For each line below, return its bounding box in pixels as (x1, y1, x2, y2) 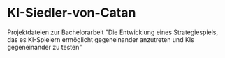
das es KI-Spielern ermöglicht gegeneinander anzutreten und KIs (7, 35, 194, 43)
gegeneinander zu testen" (7, 43, 82, 51)
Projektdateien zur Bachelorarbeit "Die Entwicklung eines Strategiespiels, (7, 28, 219, 36)
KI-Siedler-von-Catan (7, 5, 136, 21)
